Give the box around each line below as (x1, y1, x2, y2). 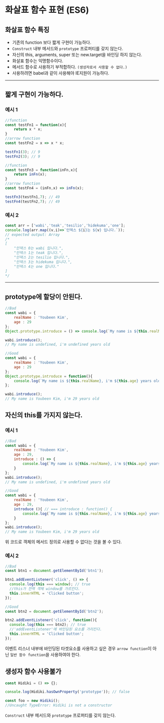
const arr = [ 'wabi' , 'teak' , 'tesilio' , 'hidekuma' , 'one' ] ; (5, 223, 125, 228)
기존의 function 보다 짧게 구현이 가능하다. (12, 40, 92, 45)
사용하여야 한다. (50, 651, 81, 657)
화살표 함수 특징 (5, 26, 50, 34)
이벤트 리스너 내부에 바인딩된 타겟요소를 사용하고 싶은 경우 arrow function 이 (5, 646, 152, 651)
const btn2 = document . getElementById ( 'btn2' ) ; (5, 609, 104, 614)
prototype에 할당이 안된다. (5, 292, 83, 301)
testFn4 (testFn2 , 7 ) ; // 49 (5, 199, 60, 204)
